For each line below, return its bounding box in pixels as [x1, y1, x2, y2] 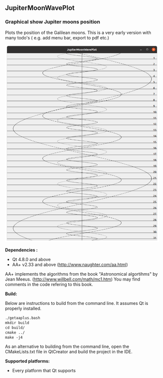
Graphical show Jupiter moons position [5, 19, 101, 25]
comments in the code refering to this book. [5, 281, 93, 287]
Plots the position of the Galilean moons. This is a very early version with [5, 29, 151, 36]
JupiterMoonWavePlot [5, 4, 75, 12]
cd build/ [5, 325, 25, 330]
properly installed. [5, 305, 41, 311]
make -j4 [5, 335, 23, 340]
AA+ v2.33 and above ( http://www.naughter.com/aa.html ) [12, 262, 128, 267]
